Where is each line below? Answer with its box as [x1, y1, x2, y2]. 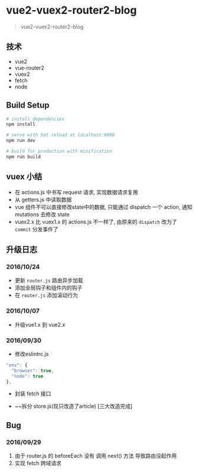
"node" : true [11, 373, 44, 379]
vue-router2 [14, 64, 44, 71]
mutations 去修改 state [14, 211, 70, 218]
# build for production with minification [6, 149, 112, 155]
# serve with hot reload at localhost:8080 [6, 132, 115, 138]
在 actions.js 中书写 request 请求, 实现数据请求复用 [14, 188, 138, 195]
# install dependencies [6, 116, 65, 122]
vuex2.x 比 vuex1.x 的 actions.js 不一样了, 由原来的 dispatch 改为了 [14, 218, 177, 225]
